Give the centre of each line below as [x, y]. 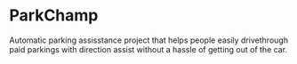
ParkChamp [54, 16]
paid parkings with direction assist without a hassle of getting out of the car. [148, 49]
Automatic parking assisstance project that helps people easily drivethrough [149, 40]
